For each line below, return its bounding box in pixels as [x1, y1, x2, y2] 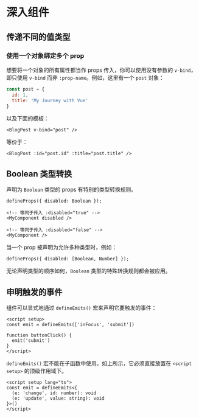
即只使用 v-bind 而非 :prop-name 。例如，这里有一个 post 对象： [6, 74, 164, 81]
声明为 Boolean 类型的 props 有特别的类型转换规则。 [6, 186, 137, 193]
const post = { [6, 86, 45, 92]
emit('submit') [12, 338, 51, 344]
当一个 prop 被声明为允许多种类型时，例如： [6, 244, 117, 251]
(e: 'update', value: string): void [12, 395, 105, 402]
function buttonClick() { [6, 332, 72, 338]
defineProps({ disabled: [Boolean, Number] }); [6, 256, 130, 262]
